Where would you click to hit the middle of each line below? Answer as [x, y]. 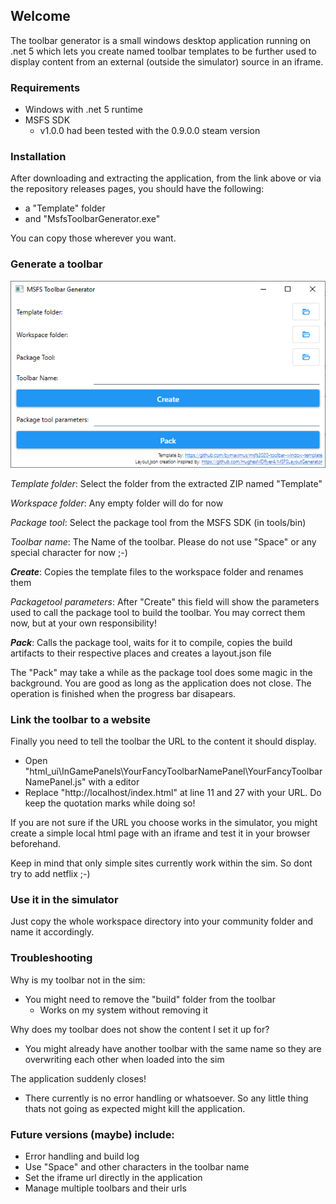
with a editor [114, 782]
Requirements [45, 87]
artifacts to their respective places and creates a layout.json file [141, 653]
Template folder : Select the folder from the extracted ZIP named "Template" [166, 483]
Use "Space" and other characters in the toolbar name [137, 1167]
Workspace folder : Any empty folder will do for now [117, 503]
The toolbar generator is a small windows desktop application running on [160, 40]
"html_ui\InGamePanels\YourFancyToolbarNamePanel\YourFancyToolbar [173, 771]
